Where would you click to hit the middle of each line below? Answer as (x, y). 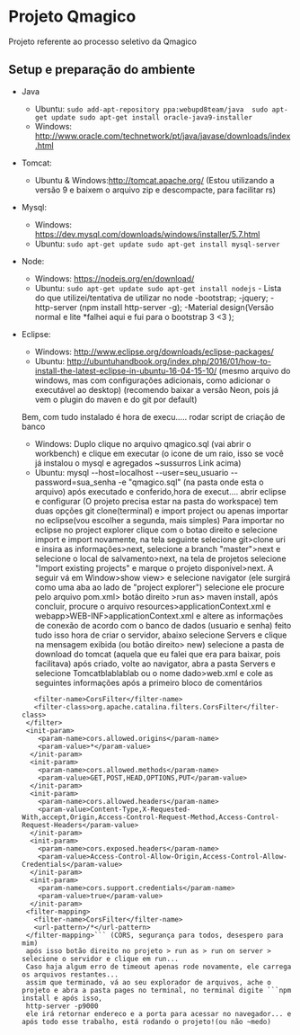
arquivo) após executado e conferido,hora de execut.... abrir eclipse (160, 491)
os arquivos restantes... (70, 974)
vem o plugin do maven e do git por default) (116, 399)
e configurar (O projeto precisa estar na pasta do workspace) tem (156, 501)
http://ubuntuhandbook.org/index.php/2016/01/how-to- (168, 361)
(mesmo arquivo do (255, 370)
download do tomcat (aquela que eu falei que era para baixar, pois (158, 654)
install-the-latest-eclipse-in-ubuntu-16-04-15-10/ (126, 370)
